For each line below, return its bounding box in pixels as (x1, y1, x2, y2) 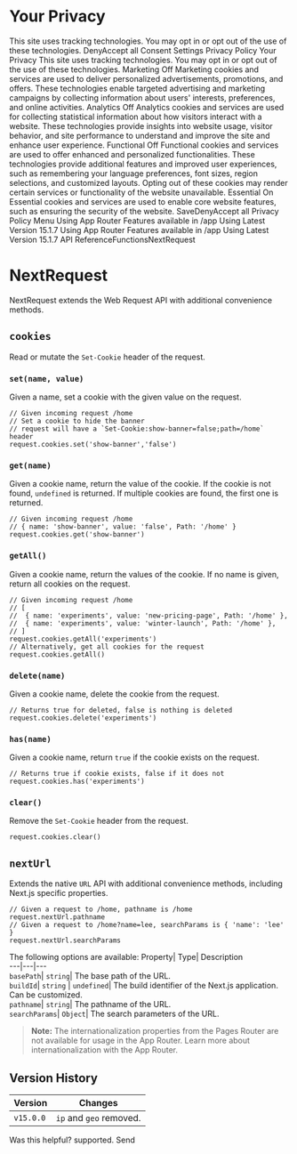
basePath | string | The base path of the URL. (9, 971, 172, 981)
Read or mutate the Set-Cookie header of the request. (9, 351, 206, 362)
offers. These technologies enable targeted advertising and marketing (9, 83, 266, 93)
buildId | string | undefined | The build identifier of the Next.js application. (9, 980, 278, 991)
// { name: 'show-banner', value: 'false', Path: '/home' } (9, 522, 237, 531)
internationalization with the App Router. (30, 1045, 178, 1055)
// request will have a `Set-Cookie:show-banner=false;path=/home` (9, 424, 265, 433)
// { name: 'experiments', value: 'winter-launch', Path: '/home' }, (9, 618, 277, 628)
